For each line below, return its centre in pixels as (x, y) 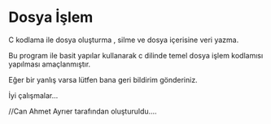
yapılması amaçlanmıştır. (50, 64)
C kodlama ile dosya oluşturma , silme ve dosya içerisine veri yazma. (124, 40)
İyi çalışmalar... (33, 95)
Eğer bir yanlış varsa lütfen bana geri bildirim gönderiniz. (103, 79)
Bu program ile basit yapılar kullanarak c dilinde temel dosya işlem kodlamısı (136, 55)
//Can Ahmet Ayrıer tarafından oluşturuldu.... (83, 111)
